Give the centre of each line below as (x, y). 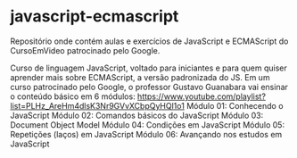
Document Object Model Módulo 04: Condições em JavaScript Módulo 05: (147, 125)
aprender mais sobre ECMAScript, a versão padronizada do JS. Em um (140, 77)
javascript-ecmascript (95, 17)
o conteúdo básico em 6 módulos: (73, 96)
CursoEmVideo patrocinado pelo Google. (85, 50)
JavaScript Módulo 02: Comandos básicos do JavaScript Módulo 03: (137, 115)
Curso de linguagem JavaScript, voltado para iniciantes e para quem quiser (149, 68)
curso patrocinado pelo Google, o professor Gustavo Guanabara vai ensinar (149, 87)
